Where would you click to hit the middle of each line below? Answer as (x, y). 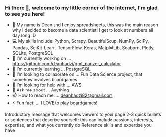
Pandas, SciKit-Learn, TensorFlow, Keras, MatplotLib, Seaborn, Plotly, (83, 48)
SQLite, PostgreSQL (32, 53)
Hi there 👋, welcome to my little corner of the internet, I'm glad (81, 8)
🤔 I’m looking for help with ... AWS (47, 85)
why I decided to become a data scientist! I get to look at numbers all (83, 30)
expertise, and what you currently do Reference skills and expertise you (79, 125)
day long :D (24, 35)
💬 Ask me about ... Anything (41, 90)
